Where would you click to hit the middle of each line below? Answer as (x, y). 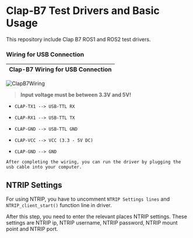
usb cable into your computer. (44, 167)
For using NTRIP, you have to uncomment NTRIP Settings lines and (88, 199)
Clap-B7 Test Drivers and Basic (83, 11)
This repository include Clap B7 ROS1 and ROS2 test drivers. (78, 39)
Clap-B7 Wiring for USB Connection (60, 69)
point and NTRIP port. (32, 229)
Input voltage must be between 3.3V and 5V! (76, 95)
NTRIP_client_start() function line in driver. (59, 205)
